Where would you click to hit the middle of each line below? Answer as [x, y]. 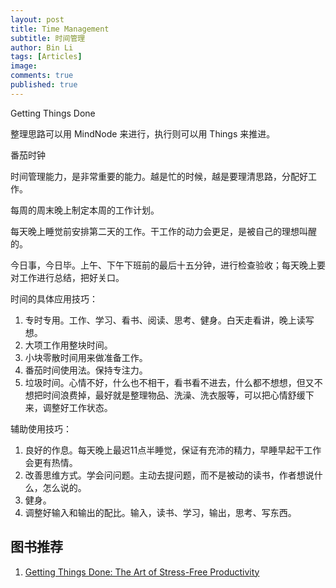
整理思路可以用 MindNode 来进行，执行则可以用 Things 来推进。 [143, 133]
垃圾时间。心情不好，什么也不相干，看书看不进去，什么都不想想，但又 [169, 382]
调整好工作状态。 [77, 407]
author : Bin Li [42, 47]
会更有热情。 [51, 462]
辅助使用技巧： [41, 428]
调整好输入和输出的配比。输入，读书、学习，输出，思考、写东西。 [160, 512]
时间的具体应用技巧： [54, 298]
